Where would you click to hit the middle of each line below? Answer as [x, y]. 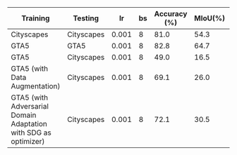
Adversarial [30, 106]
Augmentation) [36, 86]
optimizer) [28, 141]
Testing [86, 18]
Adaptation [29, 124]
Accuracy [171, 14]
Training [35, 18]
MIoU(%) [209, 18]
